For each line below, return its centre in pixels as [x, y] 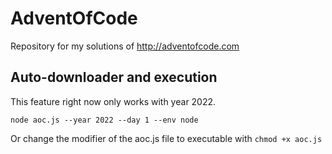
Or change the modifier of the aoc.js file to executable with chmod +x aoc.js [166, 138]
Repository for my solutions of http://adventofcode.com [125, 46]
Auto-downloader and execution [114, 77]
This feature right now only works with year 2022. [113, 101]
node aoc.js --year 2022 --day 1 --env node [104, 120]
